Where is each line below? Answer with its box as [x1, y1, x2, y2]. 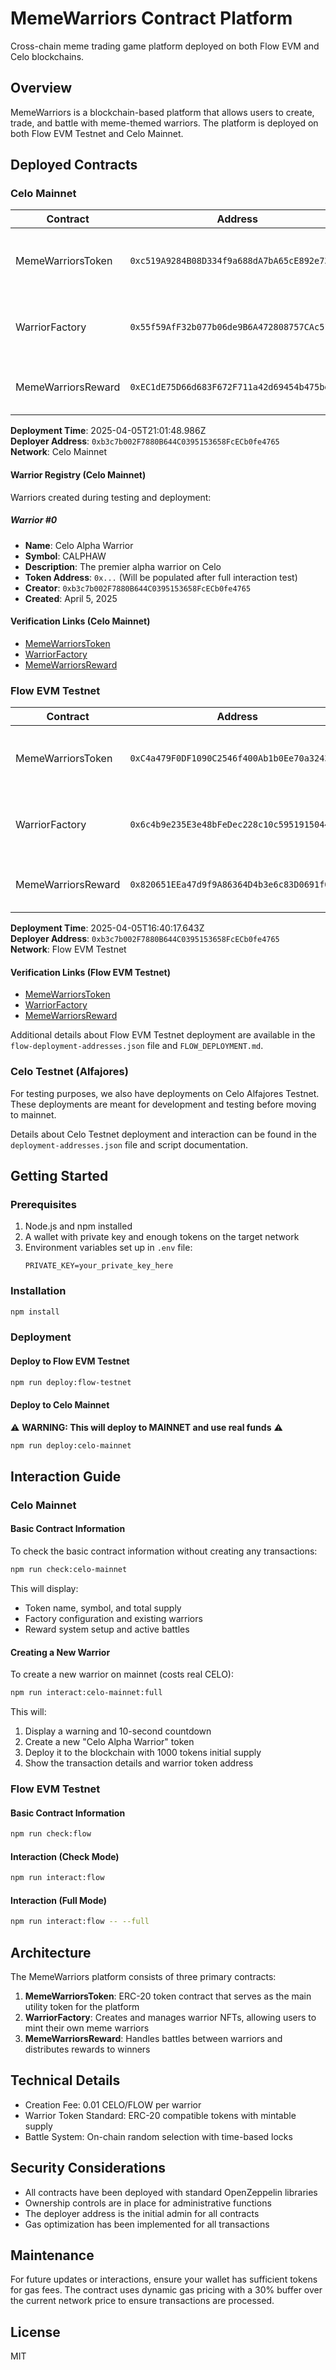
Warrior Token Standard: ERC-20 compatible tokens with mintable [24, 2109, 297, 2121]
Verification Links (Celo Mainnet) [10, 615, 151, 627]
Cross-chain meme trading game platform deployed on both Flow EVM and [10, 40, 320, 52]
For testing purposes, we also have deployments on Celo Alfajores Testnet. [10, 1087, 320, 1099]
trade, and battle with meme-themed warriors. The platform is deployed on [10, 117, 319, 129]
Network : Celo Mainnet [10, 446, 108, 458]
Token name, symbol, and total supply [24, 1602, 182, 1614]
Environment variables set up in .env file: [24, 1242, 193, 1254]
